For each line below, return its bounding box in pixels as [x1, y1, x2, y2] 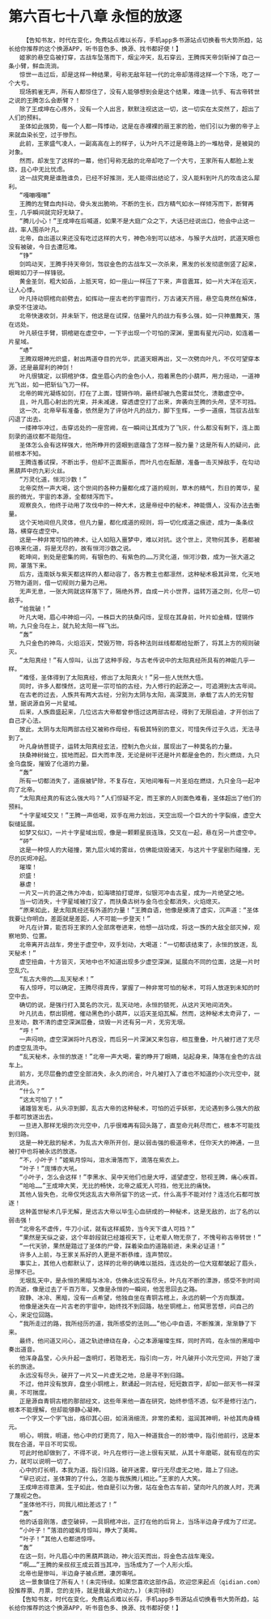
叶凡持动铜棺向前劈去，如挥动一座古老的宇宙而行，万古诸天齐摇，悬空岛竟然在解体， [19, 294, 260, 302]
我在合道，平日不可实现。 [8, 1440, 81, 1448]
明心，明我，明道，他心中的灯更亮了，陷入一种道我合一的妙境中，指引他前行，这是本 [19, 1432, 260, 1440]
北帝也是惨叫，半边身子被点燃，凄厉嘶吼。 [19, 1570, 140, 1578]
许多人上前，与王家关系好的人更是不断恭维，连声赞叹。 [19, 1250, 176, 1259]
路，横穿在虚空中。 [8, 527, 63, 535]
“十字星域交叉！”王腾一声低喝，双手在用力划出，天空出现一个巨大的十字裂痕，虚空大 [19, 812, 261, 820]
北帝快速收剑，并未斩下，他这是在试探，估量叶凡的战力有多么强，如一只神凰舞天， [19, 311, 255, 320]
